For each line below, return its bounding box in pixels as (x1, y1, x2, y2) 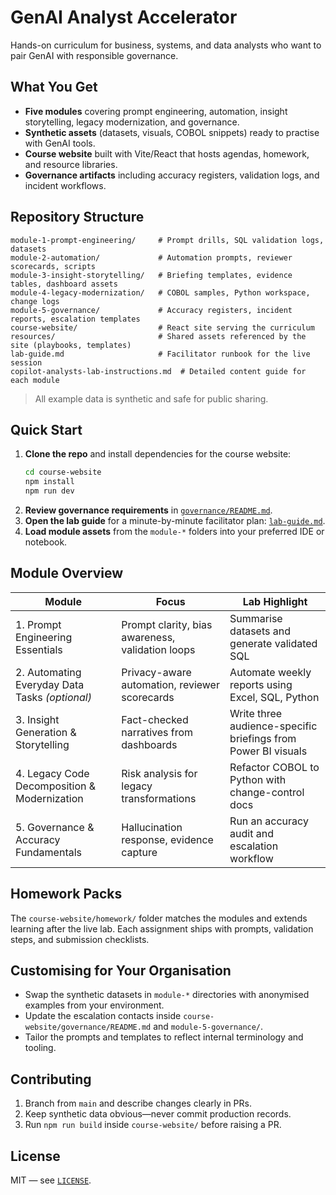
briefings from (229, 731, 297, 745)
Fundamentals (15, 845, 83, 859)
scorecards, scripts (10, 261, 97, 271)
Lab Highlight (242, 594, 308, 608)
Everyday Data (15, 677, 85, 691)
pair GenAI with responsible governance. (10, 49, 179, 61)
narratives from (121, 725, 194, 739)
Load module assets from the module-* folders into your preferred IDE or (24, 526, 325, 537)
